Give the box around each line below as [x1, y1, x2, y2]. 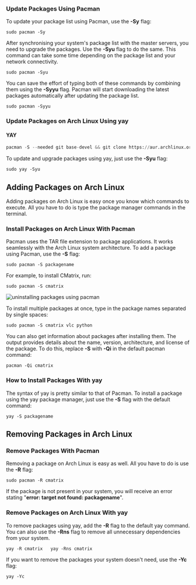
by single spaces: [6, 311, 48, 318]
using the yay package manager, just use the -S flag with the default [6, 395, 170, 402]
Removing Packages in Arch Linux [6, 429, 132, 439]
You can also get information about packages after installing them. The [6, 333, 176, 340]
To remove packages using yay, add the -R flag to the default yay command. [6, 522, 190, 529]
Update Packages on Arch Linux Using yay [6, 117, 129, 125]
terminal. [6, 210, 27, 218]
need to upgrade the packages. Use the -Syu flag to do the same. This [6, 46, 176, 53]
